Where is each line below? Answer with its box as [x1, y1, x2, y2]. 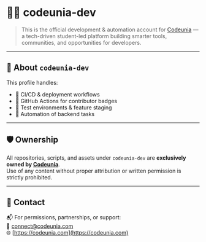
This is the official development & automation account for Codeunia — [21, 26, 199, 33]
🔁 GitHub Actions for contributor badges [15, 97, 118, 104]
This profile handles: [6, 79, 58, 86]
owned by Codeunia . [6, 160, 60, 168]
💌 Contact [6, 197, 45, 208]
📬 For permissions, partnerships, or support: [6, 214, 121, 221]
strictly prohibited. [6, 173, 53, 181]
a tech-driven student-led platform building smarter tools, [21, 32, 167, 39]
